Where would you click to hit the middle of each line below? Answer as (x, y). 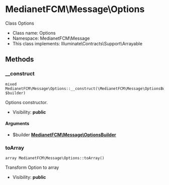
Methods (20, 60)
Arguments (17, 124)
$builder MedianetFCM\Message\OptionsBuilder (64, 135)
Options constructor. (26, 102)
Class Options (20, 23)
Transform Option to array (32, 167)
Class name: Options (34, 33)
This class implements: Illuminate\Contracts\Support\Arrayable (77, 43)
